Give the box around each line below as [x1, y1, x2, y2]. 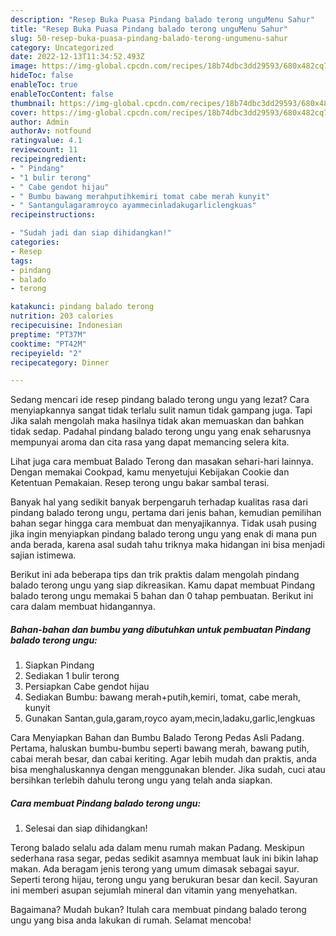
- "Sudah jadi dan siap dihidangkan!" [10, 228, 172, 238]
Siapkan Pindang [24, 659, 95, 671]
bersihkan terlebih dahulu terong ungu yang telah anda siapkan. [10, 774, 273, 786]
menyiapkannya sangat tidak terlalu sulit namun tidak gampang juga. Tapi [10, 404, 313, 416]
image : [10, 61, 38, 71]
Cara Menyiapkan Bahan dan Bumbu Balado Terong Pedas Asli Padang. [10, 732, 305, 744]
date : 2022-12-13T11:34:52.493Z [10, 52, 145, 62]
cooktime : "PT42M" [10, 339, 87, 349]
